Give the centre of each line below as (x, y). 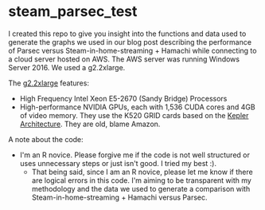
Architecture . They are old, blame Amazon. (90, 124)
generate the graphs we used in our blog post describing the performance (130, 42)
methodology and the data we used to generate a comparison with (141, 188)
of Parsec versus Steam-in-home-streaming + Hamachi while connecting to (132, 50)
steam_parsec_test (73, 12)
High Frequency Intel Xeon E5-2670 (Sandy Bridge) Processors (123, 98)
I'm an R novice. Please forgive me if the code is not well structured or (135, 155)
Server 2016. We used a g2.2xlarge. (67, 67)
